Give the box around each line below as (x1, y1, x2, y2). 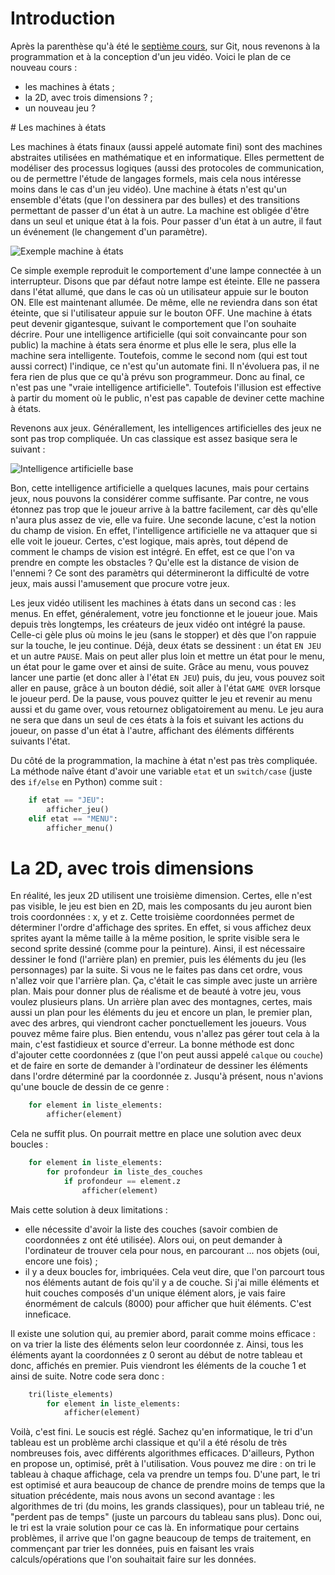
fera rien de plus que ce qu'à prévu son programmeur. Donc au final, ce (10, 370, 305, 382)
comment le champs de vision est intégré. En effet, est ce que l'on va (10, 545, 295, 557)
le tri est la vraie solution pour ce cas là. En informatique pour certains (10, 1522, 300, 1534)
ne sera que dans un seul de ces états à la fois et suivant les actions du (10, 713, 304, 726)
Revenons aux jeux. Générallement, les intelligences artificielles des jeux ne (10, 422, 322, 434)
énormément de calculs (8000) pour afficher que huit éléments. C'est (24, 1297, 312, 1309)
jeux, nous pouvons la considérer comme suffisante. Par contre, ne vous (10, 492, 309, 504)
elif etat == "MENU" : (28, 813, 118, 824)
